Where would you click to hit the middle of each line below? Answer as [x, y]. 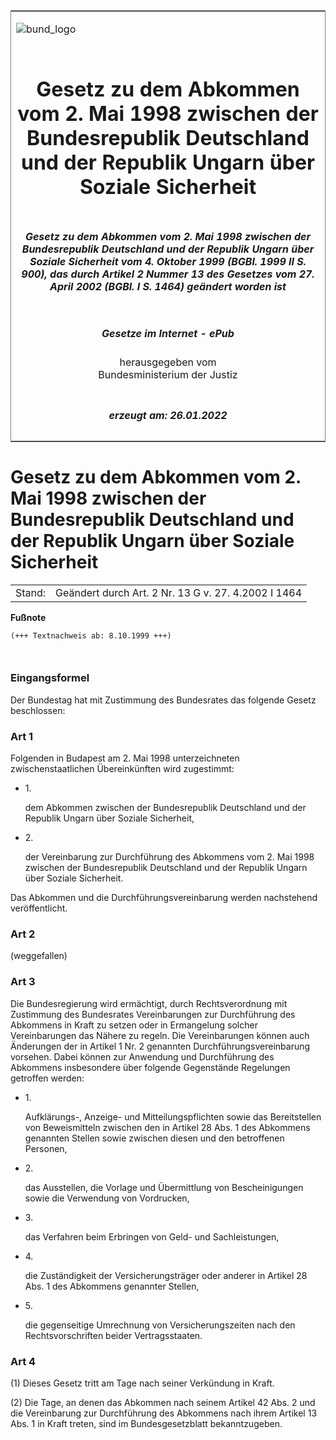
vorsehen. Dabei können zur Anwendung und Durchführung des [142, 1056]
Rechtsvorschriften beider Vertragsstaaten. [113, 1335]
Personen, [46, 1148]
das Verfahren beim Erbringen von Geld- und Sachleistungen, [152, 1236]
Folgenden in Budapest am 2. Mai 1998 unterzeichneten [125, 758]
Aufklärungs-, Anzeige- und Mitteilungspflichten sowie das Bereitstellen [173, 1116]
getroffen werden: [47, 1078]
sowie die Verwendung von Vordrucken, [107, 1198]
